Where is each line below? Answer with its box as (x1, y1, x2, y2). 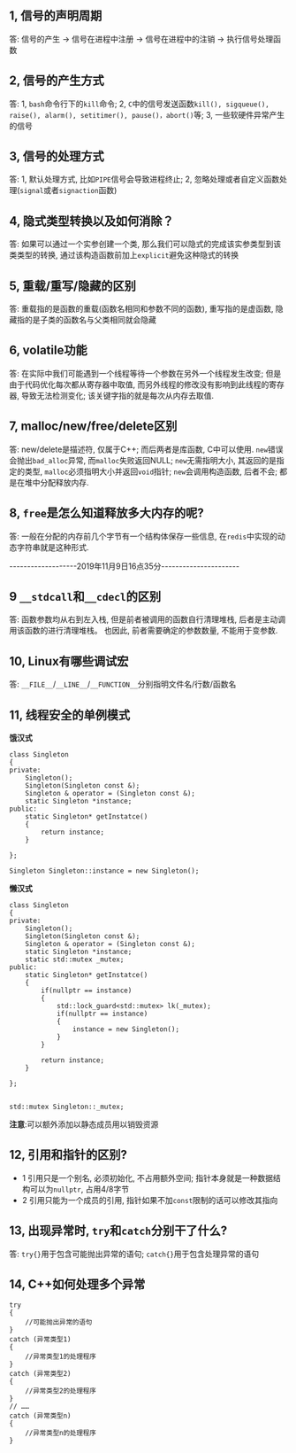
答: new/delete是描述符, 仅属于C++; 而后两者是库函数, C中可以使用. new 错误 (9, 444, 285, 455)
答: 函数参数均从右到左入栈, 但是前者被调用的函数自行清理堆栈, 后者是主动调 (9, 614, 285, 625)
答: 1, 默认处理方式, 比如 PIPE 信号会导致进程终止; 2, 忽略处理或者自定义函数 (9, 174, 280, 184)
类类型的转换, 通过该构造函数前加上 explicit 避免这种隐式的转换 (9, 250, 239, 260)
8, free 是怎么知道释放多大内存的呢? (9, 506, 205, 521)
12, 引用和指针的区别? (9, 1147, 128, 1162)
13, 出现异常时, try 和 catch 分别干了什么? (9, 1224, 228, 1239)
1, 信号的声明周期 (9, 8, 102, 24)
